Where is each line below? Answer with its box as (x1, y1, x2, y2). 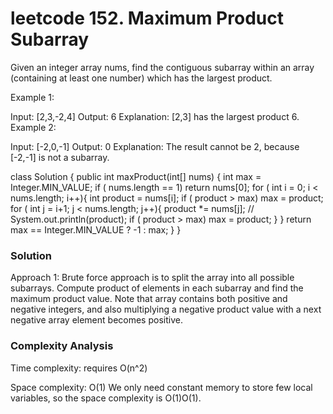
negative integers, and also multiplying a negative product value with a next (10, 303, 322, 316)
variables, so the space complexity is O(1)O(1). (10, 392, 202, 404)
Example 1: (10, 91, 55, 103)
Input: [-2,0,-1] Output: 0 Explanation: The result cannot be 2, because (10, 140, 300, 152)
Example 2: (10, 121, 57, 133)
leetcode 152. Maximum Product (10, 7, 284, 30)
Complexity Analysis (10, 339, 114, 353)
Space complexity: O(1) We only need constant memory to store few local (10, 381, 313, 393)
